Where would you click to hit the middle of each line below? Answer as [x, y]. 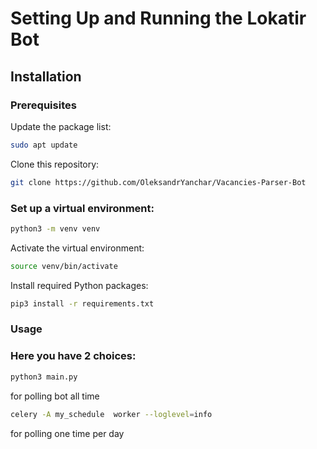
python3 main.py [44, 377]
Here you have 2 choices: [73, 356]
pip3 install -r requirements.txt [82, 303]
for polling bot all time [55, 396]
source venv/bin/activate [64, 266]
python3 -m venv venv [55, 228]
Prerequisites [43, 105]
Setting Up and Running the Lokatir [158, 18]
